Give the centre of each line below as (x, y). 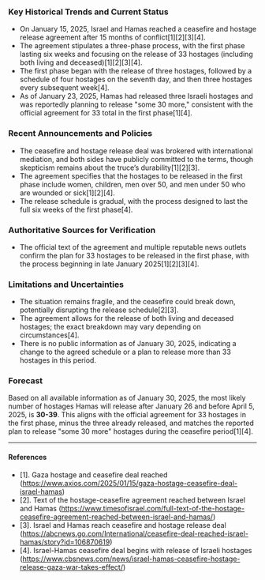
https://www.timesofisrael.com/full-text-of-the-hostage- (153, 508)
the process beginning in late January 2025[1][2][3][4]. (109, 264)
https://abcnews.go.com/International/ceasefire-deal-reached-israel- (135, 533)
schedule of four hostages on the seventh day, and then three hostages (136, 79)
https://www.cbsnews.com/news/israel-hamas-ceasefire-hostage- (131, 559)
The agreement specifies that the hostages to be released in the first (131, 175)
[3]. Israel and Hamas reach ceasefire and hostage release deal (123, 525)
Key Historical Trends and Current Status (88, 12)
